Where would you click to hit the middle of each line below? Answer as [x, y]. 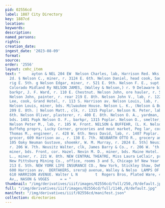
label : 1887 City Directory [34, 14]
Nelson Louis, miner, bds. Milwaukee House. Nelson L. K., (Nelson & [82, 106]
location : [15, 23]
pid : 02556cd [18, 10]
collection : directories [30, 198]
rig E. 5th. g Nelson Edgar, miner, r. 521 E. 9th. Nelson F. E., [79, 83]
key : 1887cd [17, 19]
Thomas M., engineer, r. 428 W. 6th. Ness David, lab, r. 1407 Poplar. [84, 134]
